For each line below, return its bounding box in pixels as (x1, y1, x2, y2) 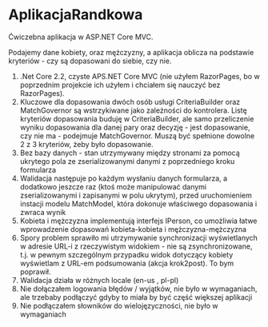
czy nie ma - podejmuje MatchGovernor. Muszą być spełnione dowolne (19, 130, 255, 141)
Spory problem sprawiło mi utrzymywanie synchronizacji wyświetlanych (19, 233, 258, 242)
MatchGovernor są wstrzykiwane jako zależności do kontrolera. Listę (19, 106, 247, 115)
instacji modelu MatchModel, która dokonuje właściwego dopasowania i (19, 198, 258, 209)
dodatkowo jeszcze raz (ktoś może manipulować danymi (19, 181, 206, 191)
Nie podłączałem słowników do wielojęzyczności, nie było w (19, 301, 218, 310)
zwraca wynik (19, 207, 66, 217)
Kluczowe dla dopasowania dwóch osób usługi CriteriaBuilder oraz (19, 97, 241, 106)
